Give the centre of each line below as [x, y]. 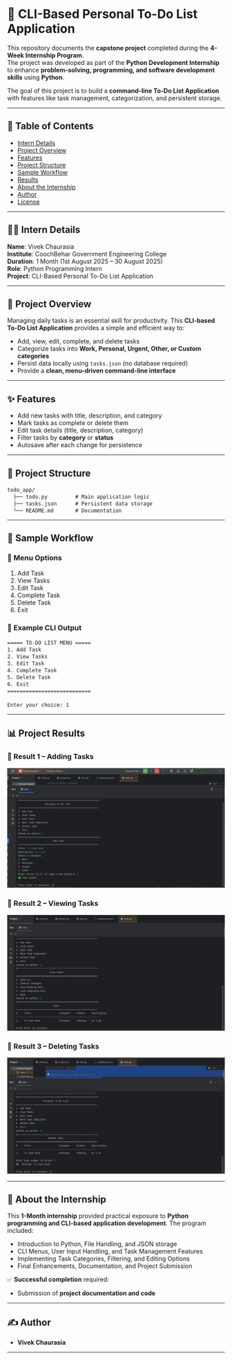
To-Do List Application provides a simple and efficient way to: [96, 328]
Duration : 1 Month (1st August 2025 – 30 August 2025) [85, 261]
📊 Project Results [46, 734]
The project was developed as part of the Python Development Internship [113, 62]
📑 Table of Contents [50, 126]
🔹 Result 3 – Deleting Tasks [53, 1046]
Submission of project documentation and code [86, 1293]
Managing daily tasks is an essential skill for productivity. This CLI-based [111, 321]
